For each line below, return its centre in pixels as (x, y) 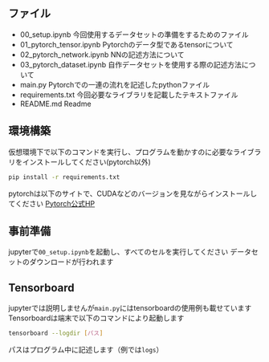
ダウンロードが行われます (71, 262)
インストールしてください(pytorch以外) (86, 161)
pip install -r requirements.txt (64, 177)
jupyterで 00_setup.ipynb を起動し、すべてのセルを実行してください (118, 252)
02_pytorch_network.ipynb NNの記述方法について (102, 55)
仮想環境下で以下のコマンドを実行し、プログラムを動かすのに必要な (121, 152)
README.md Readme (55, 104)
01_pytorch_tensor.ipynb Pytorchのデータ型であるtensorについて (127, 44)
